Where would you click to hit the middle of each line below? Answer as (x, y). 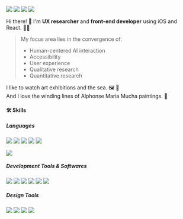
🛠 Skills (16, 110)
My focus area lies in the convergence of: (71, 39)
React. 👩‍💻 (18, 28)
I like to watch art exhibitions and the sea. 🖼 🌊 (63, 88)
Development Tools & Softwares (46, 166)
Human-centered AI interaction (67, 51)
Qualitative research (54, 69)
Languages (20, 126)
